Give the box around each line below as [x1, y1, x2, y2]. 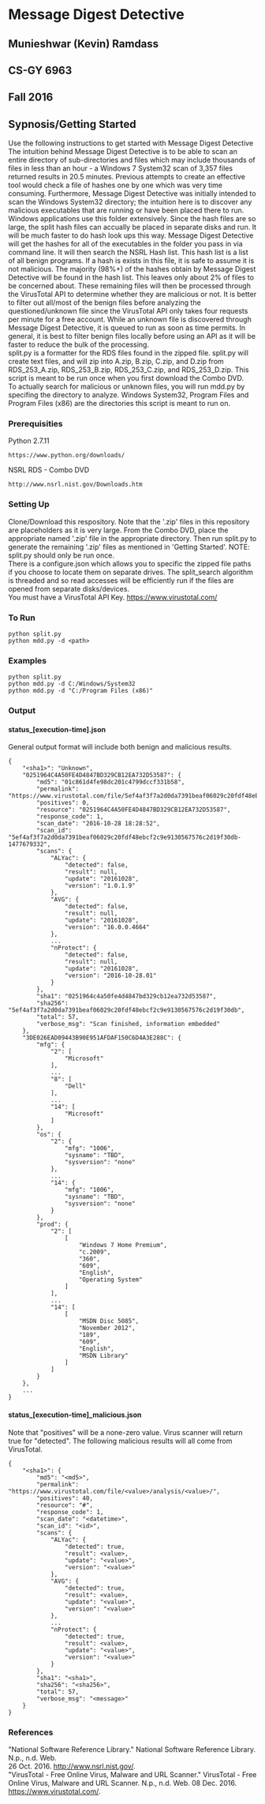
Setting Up [8, 499, 50, 510]
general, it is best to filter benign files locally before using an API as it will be [8, 332, 256, 341]
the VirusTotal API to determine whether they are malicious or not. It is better [8, 290, 257, 299]
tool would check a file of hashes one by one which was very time [8, 180, 223, 190]
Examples [8, 655, 47, 666]
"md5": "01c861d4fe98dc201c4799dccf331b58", [36, 778, 185, 787]
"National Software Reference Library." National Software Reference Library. [8, 1744, 256, 1754]
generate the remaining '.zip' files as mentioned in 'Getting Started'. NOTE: [8, 542, 250, 551]
